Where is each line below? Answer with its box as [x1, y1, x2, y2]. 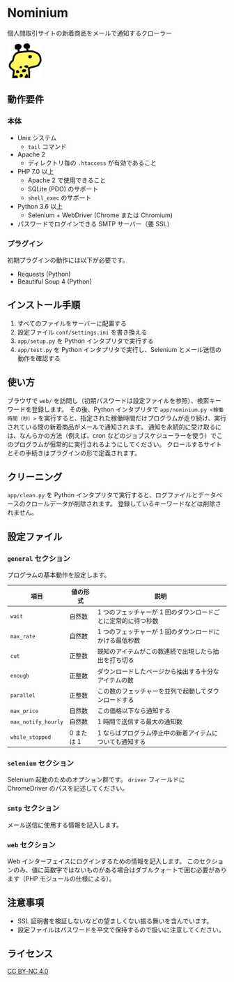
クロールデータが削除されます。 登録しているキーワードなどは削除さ [25, 499, 221, 508]
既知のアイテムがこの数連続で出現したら [97, 647, 213, 656]
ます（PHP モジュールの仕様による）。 [7, 874, 116, 883]
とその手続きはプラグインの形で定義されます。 [7, 448, 141, 457]
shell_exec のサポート [27, 193, 92, 202]
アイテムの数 [97, 675, 134, 684]
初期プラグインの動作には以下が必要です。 [7, 256, 129, 264]
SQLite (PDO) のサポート [27, 184, 99, 193]
